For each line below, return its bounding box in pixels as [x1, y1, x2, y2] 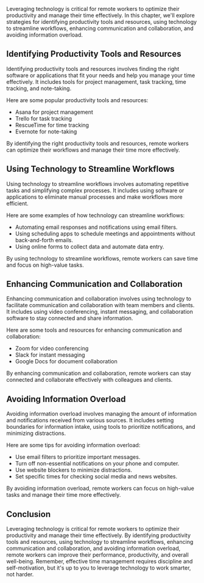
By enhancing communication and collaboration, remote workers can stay [6, 369, 192, 377]
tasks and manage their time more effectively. [6, 491, 121, 499]
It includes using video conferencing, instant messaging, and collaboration [6, 308, 193, 316]
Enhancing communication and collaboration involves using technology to [6, 295, 192, 302]
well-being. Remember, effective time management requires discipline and [6, 558, 193, 565]
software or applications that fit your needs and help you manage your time [6, 72, 195, 79]
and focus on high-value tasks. [6, 261, 84, 269]
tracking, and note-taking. [6, 84, 72, 92]
